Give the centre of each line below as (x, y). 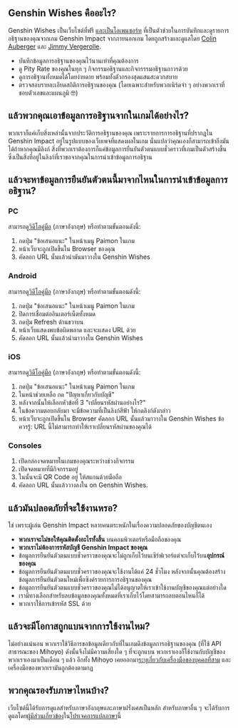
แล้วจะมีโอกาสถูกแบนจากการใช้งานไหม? (79, 626)
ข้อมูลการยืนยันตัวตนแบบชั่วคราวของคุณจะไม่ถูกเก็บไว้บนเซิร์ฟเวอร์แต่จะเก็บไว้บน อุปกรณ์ (121, 555)
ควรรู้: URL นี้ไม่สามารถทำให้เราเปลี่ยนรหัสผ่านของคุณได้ (85, 426)
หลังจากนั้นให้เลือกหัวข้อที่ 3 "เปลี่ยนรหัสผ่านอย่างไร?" (82, 402)
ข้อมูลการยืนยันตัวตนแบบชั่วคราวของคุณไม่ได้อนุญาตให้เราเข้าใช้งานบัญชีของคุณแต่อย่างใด (122, 588)
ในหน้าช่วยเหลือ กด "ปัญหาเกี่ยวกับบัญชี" (66, 394)
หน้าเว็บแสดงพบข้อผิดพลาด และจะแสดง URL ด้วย (77, 329)
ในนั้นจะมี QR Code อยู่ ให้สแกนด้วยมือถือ (70, 477)
